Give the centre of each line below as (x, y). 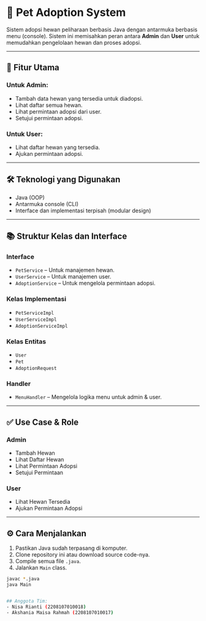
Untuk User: (25, 134)
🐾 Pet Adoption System (66, 13)
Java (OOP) (30, 197)
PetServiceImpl (35, 313)
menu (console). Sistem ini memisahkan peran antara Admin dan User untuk (103, 36)
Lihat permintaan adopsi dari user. (59, 111)
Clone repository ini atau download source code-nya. (82, 555)
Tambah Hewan (35, 453)
